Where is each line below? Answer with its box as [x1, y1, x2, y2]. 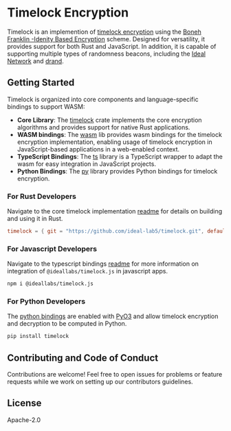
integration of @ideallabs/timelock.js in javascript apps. [7, 267, 168, 275]
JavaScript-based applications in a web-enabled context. [16, 145, 180, 153]
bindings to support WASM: [7, 102, 85, 111]
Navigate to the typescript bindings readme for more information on [7, 260, 199, 268]
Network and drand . [7, 56, 64, 65]
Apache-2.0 [7, 415, 41, 424]
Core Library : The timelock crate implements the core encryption [16, 116, 202, 124]
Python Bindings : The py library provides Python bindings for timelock [16, 167, 218, 175]
